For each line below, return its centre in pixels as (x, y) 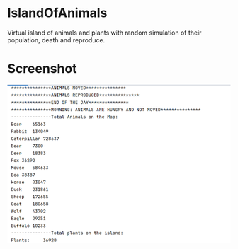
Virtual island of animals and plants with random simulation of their (104, 33)
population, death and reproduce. (56, 40)
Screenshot (42, 69)
